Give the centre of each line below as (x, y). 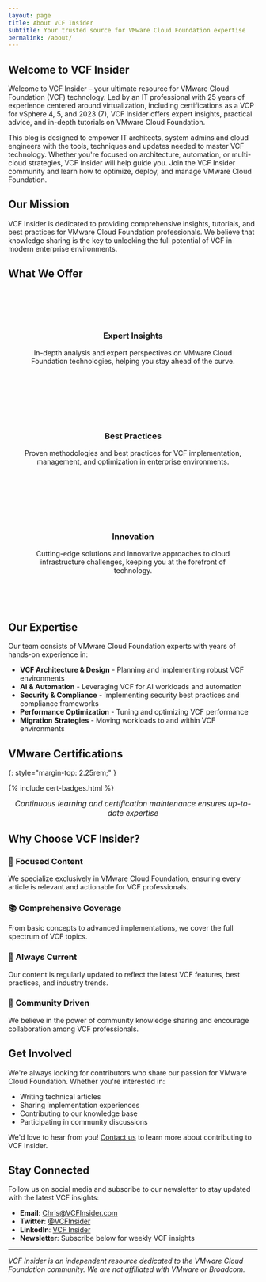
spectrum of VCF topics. (48, 937)
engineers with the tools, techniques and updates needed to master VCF (126, 146)
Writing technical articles (60, 1096)
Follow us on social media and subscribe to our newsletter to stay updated (129, 1189)
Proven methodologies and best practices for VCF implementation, (133, 453)
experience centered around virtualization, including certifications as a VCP (131, 106)
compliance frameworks (59, 704)
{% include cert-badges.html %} (61, 788)
